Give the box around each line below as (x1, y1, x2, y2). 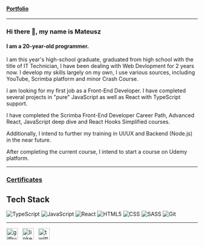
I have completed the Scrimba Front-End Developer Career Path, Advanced (6, 112, 194, 119)
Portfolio (6, 5, 29, 12)
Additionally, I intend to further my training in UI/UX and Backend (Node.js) (6, 130, 193, 137)
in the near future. (6, 137, 52, 144)
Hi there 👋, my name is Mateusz (6, 27, 101, 36)
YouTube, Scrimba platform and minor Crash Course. (6, 75, 138, 83)
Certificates (6, 176, 42, 184)
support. (6, 100, 28, 108)
